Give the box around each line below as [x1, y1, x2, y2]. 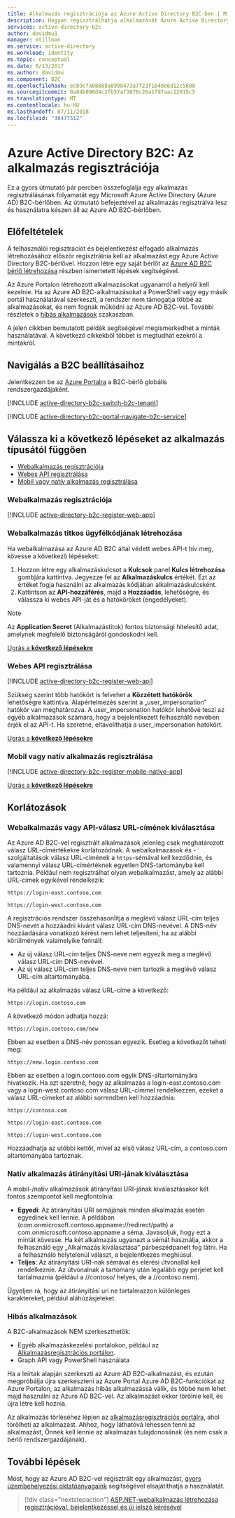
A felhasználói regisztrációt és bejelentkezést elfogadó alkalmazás [7, 244, 199, 253]
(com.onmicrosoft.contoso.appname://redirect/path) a [17, 1221, 173, 1229]
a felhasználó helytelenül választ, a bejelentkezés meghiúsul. [17, 1250, 194, 1259]
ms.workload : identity [7, 50, 73, 57]
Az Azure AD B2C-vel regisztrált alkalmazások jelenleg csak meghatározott [7, 838, 225, 847]
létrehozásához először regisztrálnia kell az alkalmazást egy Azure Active [7, 252, 219, 260]
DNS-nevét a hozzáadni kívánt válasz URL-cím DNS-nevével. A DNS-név [7, 921, 217, 930]
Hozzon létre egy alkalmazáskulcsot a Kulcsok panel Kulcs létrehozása [17, 565, 225, 574]
